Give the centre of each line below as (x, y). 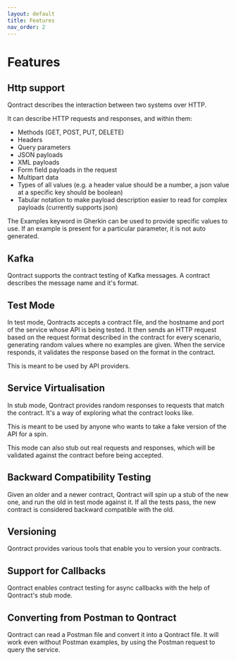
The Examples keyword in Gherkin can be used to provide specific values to (117, 221)
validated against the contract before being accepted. (85, 455)
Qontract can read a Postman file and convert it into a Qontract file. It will (113, 635)
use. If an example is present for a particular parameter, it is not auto (107, 229)
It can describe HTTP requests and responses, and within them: (100, 119)
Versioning (32, 532)
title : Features (31, 21)
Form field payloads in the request (67, 170)
